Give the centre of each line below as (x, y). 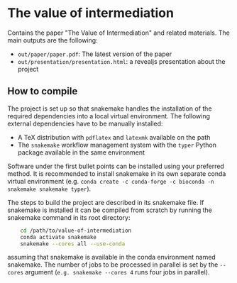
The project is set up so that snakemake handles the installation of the (110, 109)
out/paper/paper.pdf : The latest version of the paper (95, 54)
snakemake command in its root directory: (69, 217)
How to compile (43, 91)
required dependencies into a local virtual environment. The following (109, 116)
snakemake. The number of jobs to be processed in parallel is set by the (113, 265)
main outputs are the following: (53, 40)
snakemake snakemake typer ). (49, 189)
